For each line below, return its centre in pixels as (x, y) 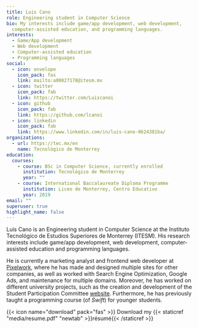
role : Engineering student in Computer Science (68, 18)
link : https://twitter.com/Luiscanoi (66, 98)
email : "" (19, 200)
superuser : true (27, 206)
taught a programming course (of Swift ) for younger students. (84, 300)
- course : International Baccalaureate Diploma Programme (93, 184)
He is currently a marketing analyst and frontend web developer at (90, 261)
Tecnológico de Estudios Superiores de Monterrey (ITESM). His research (98, 236)
